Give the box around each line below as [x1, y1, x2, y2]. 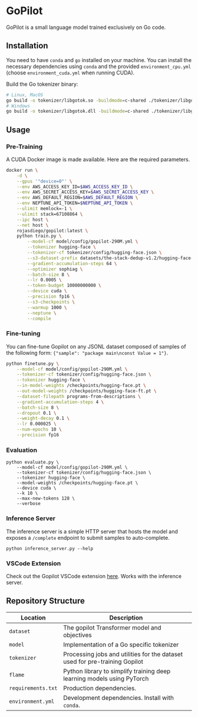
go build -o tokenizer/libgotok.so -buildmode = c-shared [6, 97, 146, 103]
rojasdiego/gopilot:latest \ [16, 227, 88, 234]
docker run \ [6, 167, 38, 173]
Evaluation [6, 446, 37, 454]
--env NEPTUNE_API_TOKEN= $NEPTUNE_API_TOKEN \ [16, 200, 133, 206]
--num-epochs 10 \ [16, 426, 62, 432]
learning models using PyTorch [62, 674, 149, 683]
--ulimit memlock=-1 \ [16, 206, 72, 212]
